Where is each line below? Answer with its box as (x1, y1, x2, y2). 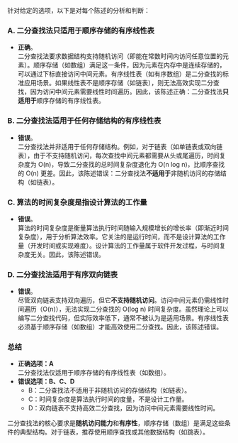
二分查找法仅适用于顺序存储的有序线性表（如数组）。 (17, 368, 170, 377)
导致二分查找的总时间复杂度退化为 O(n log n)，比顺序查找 (57, 160, 225, 168)
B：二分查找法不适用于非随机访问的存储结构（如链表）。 (28, 386, 191, 395)
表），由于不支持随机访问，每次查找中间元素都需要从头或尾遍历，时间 (17, 151, 220, 160)
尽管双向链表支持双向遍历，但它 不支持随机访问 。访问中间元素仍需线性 (17, 296, 223, 305)
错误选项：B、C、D (17, 377, 75, 385)
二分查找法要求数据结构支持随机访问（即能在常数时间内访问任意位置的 (17, 52, 223, 60)
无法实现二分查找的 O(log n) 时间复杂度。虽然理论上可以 (64, 305, 229, 314)
